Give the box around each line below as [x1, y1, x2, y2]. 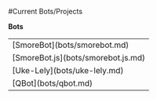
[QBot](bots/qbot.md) [12, 78, 93, 89]
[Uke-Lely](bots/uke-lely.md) [12, 65, 124, 75]
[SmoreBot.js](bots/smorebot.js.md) [12, 53, 146, 63]
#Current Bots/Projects [8, 7, 83, 16]
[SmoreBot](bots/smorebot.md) [12, 39, 130, 50]
